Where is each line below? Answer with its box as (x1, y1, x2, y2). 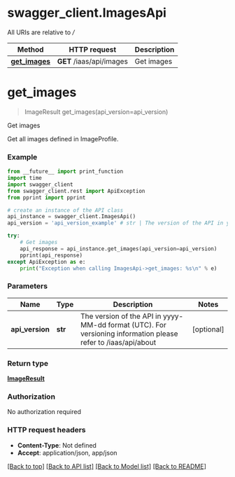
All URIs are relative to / (7, 28, 75, 36)
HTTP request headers (7, 425, 86, 435)
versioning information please (80, 329, 178, 339)
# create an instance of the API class (7, 206, 124, 214)
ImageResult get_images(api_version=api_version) (24, 107, 169, 116)
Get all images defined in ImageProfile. (7, 134, 119, 143)
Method (17, 44, 44, 54)
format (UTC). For (108, 320, 166, 329)
